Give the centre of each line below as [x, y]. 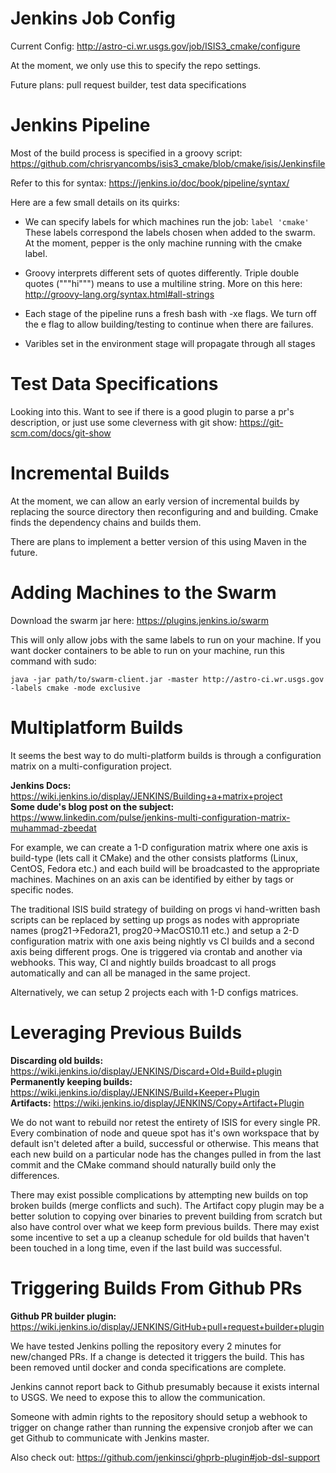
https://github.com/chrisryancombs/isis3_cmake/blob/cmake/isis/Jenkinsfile [168, 163]
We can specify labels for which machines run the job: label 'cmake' [167, 221]
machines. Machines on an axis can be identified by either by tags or [152, 879]
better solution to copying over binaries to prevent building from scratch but [166, 1216]
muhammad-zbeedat [53, 828]
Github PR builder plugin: [63, 1316]
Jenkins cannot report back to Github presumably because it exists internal [165, 1386]
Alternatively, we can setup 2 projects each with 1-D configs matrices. [154, 992]
